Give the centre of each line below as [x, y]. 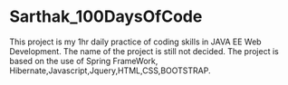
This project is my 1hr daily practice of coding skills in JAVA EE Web [135, 42]
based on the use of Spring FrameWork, [84, 61]
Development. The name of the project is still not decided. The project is [144, 51]
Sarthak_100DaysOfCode [106, 17]
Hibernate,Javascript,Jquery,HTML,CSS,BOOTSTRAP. [110, 71]
